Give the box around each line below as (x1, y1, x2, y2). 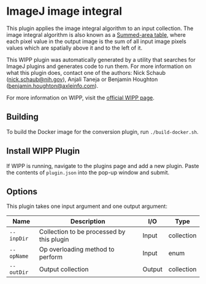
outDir (9, 269, 29, 276)
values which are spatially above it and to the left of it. (6, 44, 143, 52)
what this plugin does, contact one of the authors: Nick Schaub (6, 69, 166, 76)
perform (39, 253, 63, 261)
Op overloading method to (39, 245, 115, 254)
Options (6, 186, 38, 197)
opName (9, 253, 29, 260)
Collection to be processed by (39, 228, 126, 236)
